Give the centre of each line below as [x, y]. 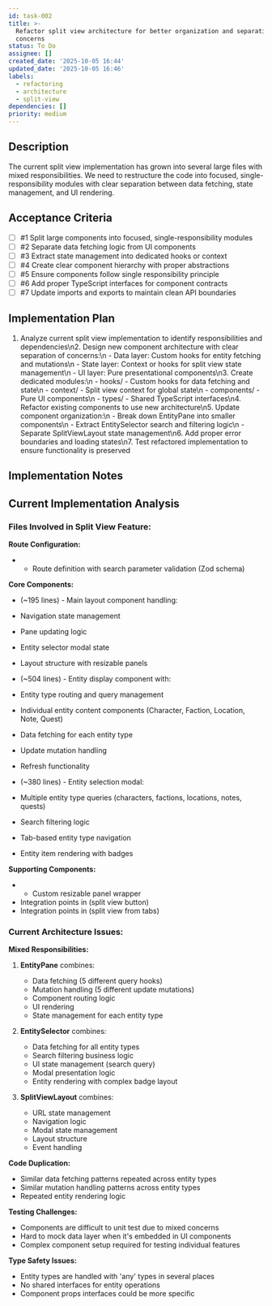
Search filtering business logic [83, 1056]
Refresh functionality [55, 766]
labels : [21, 76]
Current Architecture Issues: [66, 932]
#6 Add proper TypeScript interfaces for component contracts [124, 283]
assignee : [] [30, 54]
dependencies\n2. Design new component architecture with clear [129, 347]
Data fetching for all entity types [86, 1047]
